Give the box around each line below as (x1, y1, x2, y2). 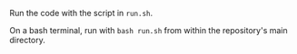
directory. (9, 35, 45, 45)
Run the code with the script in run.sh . (9, 8, 153, 18)
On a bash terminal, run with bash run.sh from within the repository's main (9, 25, 288, 35)
